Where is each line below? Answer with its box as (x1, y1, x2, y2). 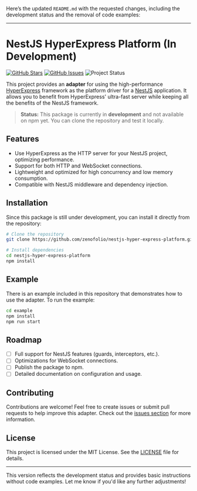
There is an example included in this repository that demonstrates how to (6, 290, 183, 297)
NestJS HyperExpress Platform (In (6, 38, 177, 51)
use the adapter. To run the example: (6, 296, 95, 303)
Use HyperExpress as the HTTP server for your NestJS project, (14, 149, 168, 156)
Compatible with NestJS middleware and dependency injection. (14, 181, 168, 188)
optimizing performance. (14, 156, 74, 163)
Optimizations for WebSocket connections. (14, 357, 118, 364)
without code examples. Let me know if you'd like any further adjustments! (6, 478, 186, 485)
